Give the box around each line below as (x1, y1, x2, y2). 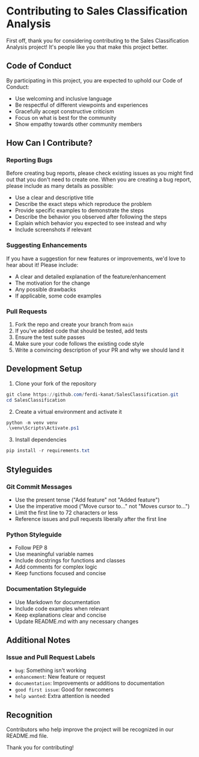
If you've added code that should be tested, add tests (14, 327, 148, 335)
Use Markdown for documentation (14, 598, 100, 606)
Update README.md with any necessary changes (14, 617, 139, 625)
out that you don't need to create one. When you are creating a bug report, (6, 176, 192, 183)
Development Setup (6, 364, 82, 374)
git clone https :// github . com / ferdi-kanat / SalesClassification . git (6, 391, 179, 397)
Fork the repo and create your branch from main (14, 321, 133, 328)
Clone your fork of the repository (14, 379, 97, 387)
